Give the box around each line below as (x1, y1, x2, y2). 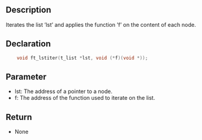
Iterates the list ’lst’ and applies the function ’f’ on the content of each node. (5, 21, 197, 28)
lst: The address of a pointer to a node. (14, 88, 113, 95)
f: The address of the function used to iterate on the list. (14, 94, 156, 102)
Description (5, 5, 51, 15)
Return (5, 112, 32, 122)
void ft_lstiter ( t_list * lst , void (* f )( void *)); (16, 55, 148, 61)
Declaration (5, 39, 51, 49)
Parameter (5, 71, 47, 82)
